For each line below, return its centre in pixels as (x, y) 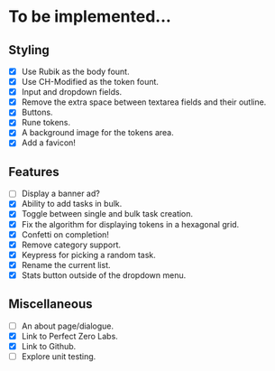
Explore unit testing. (59, 356)
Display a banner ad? (60, 194)
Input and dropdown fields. (72, 92)
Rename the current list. (66, 264)
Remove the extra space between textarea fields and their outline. (144, 102)
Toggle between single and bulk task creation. (107, 214)
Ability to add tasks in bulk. (72, 204)
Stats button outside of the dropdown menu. (104, 275)
